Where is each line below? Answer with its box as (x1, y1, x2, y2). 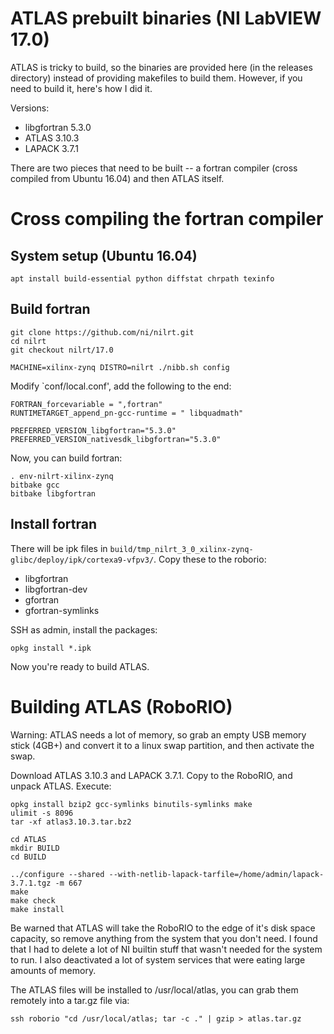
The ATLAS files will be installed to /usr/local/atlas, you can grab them (10, 983, 299, 996)
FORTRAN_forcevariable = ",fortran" (10, 399, 163, 409)
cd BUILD (10, 852, 47, 862)
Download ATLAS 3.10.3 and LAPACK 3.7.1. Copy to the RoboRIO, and (10, 769, 293, 781)
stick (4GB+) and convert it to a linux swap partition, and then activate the (10, 739, 315, 751)
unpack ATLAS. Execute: (10, 780, 112, 792)
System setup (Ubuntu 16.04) (10, 247, 198, 264)
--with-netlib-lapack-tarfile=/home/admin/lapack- (108, 869, 325, 879)
